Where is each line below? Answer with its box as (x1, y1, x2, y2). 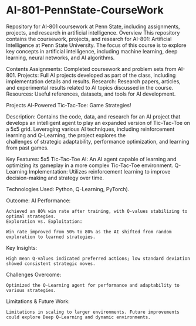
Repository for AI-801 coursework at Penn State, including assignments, (6, 23, 180, 30)
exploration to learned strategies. (6, 234, 96, 240)
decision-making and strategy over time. (6, 174, 104, 181)
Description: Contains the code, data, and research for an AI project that (6, 113, 181, 120)
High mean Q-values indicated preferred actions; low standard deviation (6, 256, 191, 262)
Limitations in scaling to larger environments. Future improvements (6, 309, 180, 315)
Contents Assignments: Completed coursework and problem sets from (6, 65, 177, 72)
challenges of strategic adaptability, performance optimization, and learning (6, 138, 190, 145)
